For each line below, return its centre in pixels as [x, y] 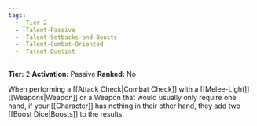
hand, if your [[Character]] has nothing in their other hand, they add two [125, 106]
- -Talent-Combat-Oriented [59, 45]
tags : [17, 15]
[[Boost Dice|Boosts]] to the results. [66, 114]
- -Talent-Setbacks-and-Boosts [66, 37]
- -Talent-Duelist [46, 52]
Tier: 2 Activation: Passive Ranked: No [72, 74]
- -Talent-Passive [46, 30]
